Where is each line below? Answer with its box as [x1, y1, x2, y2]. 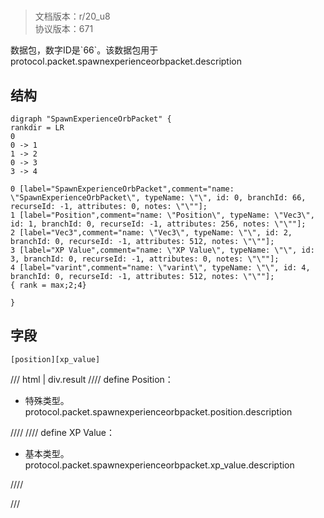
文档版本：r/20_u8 [34, 10, 111, 23]
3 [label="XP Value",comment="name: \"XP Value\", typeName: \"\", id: [10, 245, 315, 255]
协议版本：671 [34, 23, 94, 35]
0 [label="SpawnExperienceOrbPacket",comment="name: [10, 184, 235, 194]
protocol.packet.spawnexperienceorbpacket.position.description [24, 405, 293, 418]
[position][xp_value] [10, 354, 101, 364]
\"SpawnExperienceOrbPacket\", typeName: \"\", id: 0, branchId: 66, [10, 193, 307, 203]
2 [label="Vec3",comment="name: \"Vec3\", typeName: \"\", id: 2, [10, 228, 293, 238]
